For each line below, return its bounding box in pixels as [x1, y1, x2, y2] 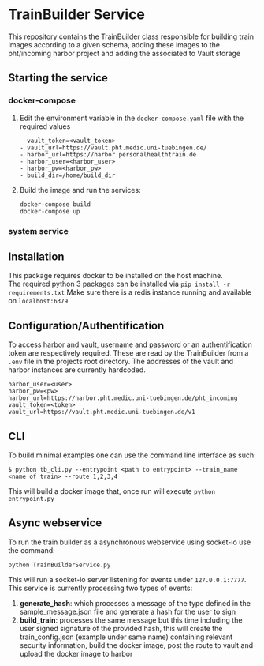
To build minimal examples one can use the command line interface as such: [8, 450, 256, 460]
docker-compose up [19, 207, 80, 215]
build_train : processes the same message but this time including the [19, 615, 243, 625]
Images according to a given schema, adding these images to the [8, 40, 221, 49]
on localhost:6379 [8, 296, 69, 306]
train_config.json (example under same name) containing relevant [19, 632, 232, 642]
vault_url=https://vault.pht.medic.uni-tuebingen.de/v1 [8, 408, 195, 416]
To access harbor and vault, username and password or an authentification [8, 340, 252, 349]
